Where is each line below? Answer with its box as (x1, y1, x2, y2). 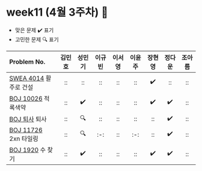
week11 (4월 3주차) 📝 (6, 5, 108, 19)
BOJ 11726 (9, 125, 43, 134)
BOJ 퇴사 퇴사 (9, 115, 47, 124)
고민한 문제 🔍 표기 (14, 35, 59, 43)
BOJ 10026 (9, 94, 43, 103)
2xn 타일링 (9, 134, 39, 143)
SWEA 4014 (9, 74, 44, 82)
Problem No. (9, 58, 46, 66)
